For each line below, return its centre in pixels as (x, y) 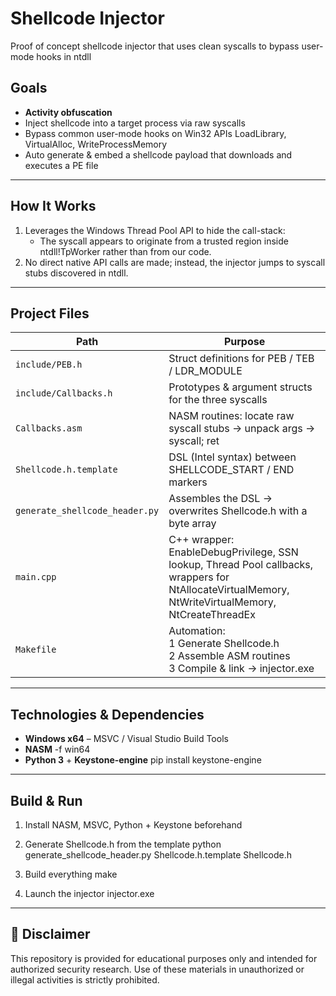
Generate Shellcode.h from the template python (123, 844)
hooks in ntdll (64, 56)
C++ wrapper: (201, 540)
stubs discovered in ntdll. (76, 273)
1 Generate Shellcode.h (224, 644)
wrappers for (199, 577)
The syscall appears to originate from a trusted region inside (164, 241)
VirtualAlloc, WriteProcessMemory (96, 144)
